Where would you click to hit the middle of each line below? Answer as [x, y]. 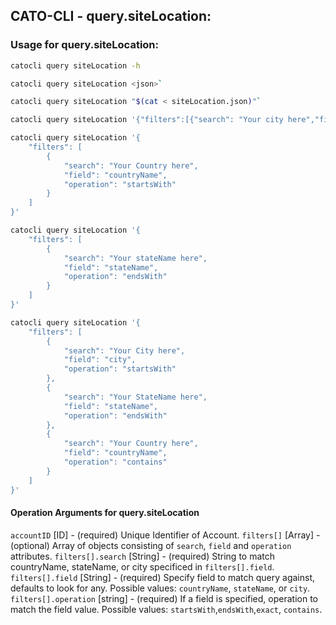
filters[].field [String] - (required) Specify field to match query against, [163, 577]
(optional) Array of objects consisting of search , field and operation [151, 545]
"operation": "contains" [115, 462]
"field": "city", [100, 360]
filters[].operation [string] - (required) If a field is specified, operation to [164, 598]
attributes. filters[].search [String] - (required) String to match [143, 556]
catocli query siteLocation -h [75, 65]
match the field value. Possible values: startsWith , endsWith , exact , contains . [166, 609]
